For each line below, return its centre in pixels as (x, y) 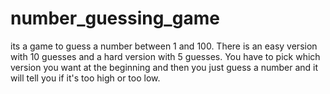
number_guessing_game (115, 18)
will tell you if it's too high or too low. (85, 78)
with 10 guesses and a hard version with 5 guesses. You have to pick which (165, 56)
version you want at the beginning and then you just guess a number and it (164, 67)
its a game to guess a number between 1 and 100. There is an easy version (164, 46)
